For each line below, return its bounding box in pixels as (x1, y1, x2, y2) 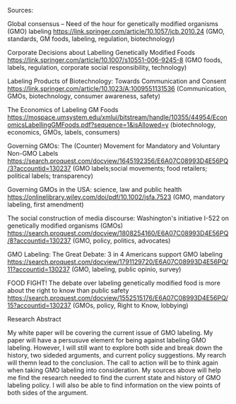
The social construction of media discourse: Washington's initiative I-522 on (7, 214, 230, 222)
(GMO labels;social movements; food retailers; (72, 164, 208, 172)
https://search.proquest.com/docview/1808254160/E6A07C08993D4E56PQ (7, 229, 229, 237)
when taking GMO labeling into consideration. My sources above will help (7, 366, 221, 374)
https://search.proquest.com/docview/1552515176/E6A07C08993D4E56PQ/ (7, 294, 228, 302)
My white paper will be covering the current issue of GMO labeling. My (7, 329, 213, 337)
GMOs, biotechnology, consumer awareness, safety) (7, 92, 161, 100)
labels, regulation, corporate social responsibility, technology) (7, 63, 187, 71)
